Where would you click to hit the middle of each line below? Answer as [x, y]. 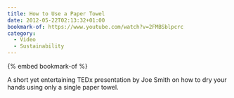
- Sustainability [39, 46]
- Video [25, 40]
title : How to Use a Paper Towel [56, 14]
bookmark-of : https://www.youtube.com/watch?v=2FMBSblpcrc [96, 27]
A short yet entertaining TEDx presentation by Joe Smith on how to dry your [117, 80]
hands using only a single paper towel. [63, 87]
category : [22, 33]
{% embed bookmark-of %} [47, 66]
